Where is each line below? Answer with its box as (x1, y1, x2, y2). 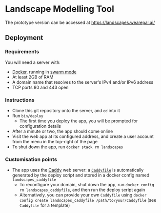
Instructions (5, 97, 35, 103)
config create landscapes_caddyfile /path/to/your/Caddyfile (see (19, 197, 157, 203)
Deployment (5, 34, 43, 42)
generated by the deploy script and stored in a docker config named (12, 172, 150, 178)
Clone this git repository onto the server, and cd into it (12, 107, 121, 113)
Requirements (5, 48, 40, 55)
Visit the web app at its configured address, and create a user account (12, 133, 154, 139)
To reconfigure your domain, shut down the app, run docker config (19, 182, 155, 188)
